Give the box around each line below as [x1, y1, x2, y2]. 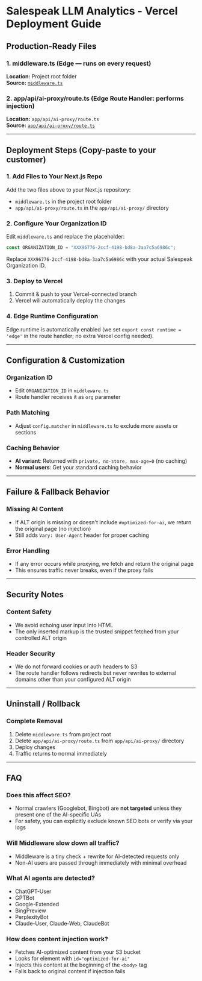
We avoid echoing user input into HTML [14, 621, 114, 628]
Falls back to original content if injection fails [14, 968, 126, 975]
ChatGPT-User [14, 888, 52, 895]
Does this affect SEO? [6, 791, 71, 799]
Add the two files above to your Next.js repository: [6, 186, 131, 193]
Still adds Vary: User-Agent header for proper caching [14, 531, 149, 539]
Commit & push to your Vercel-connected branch [14, 290, 137, 298]
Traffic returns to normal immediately [14, 750, 107, 757]
